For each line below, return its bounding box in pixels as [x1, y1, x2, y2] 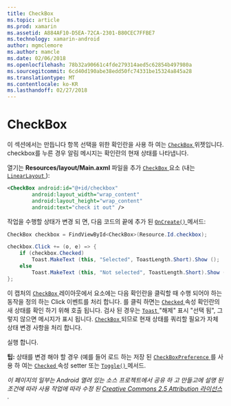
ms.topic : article [7, 17, 60, 23]
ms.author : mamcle [7, 49, 60, 56]
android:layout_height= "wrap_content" [32, 197, 143, 204]
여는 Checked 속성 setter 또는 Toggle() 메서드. [21, 361, 146, 369]
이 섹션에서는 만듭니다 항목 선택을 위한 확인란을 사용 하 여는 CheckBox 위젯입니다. [7, 141, 224, 149]
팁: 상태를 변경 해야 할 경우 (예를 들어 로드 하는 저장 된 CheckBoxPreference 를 [7, 352, 217, 361]
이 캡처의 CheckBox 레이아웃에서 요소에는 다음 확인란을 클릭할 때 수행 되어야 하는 [7, 289, 222, 297]
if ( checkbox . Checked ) [19, 250, 85, 257]
